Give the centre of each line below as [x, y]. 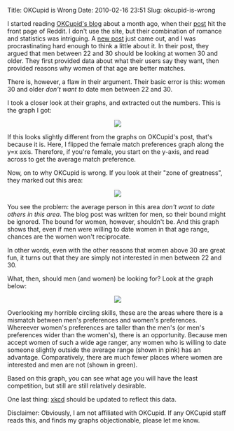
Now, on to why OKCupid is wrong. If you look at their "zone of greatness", [115, 173]
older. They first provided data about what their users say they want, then [113, 61]
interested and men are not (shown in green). [73, 365]
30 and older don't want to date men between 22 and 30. [90, 89]
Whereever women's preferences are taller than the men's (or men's [106, 327]
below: [17, 286]
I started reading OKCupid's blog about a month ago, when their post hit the [117, 23]
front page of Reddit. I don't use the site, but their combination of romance [115, 31]
